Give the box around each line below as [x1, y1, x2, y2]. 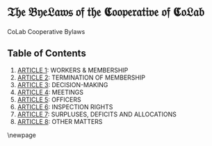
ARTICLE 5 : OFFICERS [17, 95, 81, 104]
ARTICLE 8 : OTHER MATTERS [17, 117, 103, 125]
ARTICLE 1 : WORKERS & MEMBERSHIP [17, 66, 129, 74]
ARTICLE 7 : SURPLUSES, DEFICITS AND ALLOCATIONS [17, 110, 177, 118]
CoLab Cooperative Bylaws [7, 27, 85, 35]
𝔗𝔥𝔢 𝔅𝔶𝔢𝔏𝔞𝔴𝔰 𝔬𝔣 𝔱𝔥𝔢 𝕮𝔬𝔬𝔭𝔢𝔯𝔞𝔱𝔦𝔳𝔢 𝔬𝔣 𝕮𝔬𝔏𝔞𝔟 [7, 4, 205, 20]
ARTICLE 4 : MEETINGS [17, 88, 84, 96]
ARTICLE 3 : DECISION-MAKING [17, 80, 108, 89]
